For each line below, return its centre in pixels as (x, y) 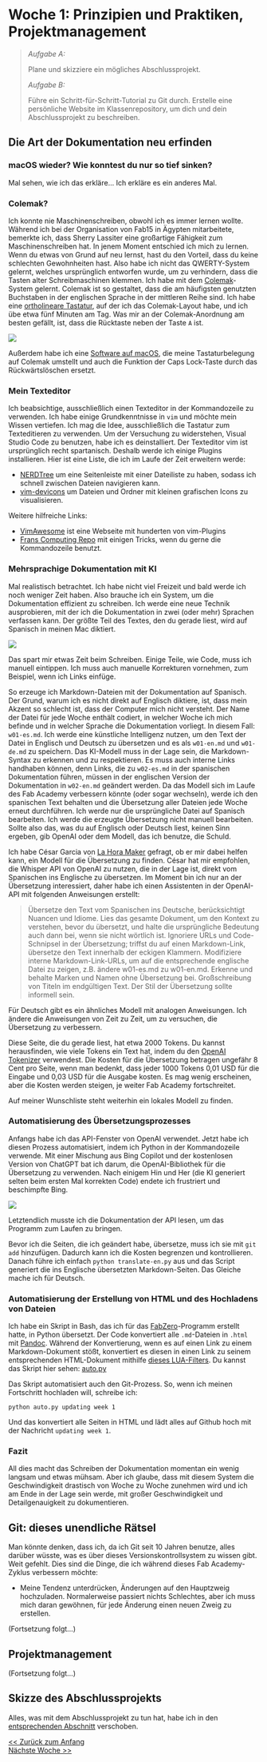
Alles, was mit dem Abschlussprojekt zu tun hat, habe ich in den (113, 1717)
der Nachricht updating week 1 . (60, 1431)
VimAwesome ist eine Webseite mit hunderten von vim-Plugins (123, 531)
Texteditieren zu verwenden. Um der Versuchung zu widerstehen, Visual (127, 434)
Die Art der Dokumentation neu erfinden (110, 143)
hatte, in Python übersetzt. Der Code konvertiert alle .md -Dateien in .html (128, 1335)
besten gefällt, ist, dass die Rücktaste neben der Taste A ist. (106, 322)
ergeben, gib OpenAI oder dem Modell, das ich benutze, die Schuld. (120, 836)
